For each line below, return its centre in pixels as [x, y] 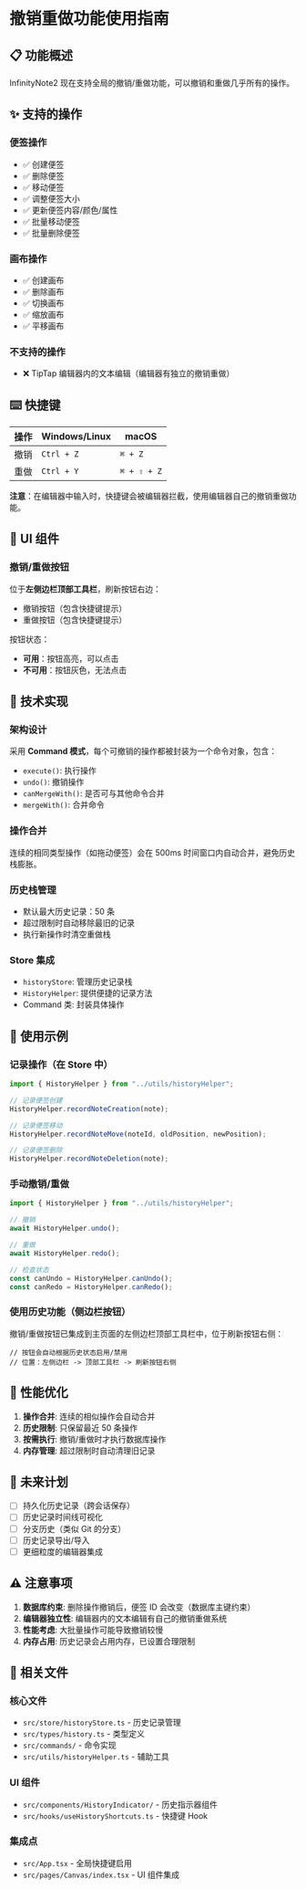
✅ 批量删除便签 [51, 233]
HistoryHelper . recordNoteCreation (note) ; [89, 1109]
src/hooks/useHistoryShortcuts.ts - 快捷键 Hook [115, 1816]
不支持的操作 [38, 352]
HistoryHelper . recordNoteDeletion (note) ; [89, 1159]
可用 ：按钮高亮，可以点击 [71, 658]
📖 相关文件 [39, 1672]
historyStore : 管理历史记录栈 [77, 981]
